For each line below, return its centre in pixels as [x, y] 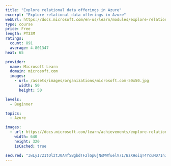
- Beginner [21, 104]
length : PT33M [20, 34]
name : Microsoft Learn [34, 67]
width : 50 [29, 86]
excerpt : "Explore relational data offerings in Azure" [66, 15]
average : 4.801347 [30, 48]
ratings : [15, 39]
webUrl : [13, 19]
